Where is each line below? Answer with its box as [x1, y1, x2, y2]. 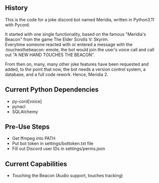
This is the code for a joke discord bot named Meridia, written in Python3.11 [5, 16, 155, 22]
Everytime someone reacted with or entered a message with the [5, 41, 133, 47]
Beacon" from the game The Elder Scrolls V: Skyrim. [5, 36, 109, 42]
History [5, 4, 28, 12]
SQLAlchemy [12, 108, 38, 114]
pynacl [12, 104, 26, 109]
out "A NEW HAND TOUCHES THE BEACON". [5, 52, 95, 58]
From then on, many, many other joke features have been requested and [5, 61, 149, 67]
